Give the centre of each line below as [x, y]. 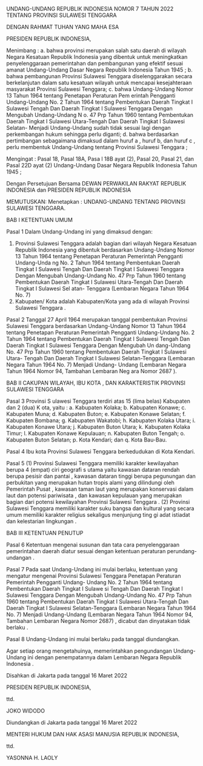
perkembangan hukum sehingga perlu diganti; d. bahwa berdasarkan [92, 134]
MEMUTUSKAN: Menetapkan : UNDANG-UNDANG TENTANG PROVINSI [96, 202]
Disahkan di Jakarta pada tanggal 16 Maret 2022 [67, 675]
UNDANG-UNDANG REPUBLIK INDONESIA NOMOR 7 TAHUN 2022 [90, 9]
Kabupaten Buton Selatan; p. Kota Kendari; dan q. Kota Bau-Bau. [87, 440]
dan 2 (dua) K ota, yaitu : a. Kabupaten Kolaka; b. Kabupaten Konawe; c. [96, 408]
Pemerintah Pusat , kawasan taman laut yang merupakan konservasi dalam [100, 489]
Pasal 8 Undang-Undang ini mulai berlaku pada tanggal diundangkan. [93, 639]
